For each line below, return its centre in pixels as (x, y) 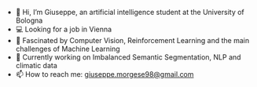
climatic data (36, 65)
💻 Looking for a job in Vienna (64, 29)
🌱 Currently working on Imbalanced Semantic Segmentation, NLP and (128, 57)
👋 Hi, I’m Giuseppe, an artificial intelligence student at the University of (130, 12)
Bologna (29, 20)
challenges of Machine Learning (68, 49)
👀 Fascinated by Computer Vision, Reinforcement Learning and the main (132, 40)
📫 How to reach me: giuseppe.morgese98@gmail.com (105, 74)
